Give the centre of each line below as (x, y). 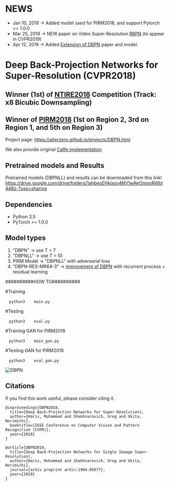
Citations (20, 386)
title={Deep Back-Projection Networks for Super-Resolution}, (77, 412)
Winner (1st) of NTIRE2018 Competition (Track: (81, 94)
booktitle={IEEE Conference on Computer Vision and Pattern (75, 425)
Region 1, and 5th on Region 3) (54, 127)
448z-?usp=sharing (26, 189)
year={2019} (23, 474)
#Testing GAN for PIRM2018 (35, 350)
